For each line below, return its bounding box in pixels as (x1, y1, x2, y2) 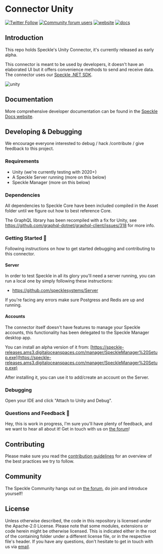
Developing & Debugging (5, 127, 82, 136)
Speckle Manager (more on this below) (12, 179, 91, 185)
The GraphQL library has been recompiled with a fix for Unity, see (5, 217, 137, 223)
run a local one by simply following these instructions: (5, 278, 113, 284)
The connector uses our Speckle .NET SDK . (5, 72, 93, 78)
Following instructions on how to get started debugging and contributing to (5, 246, 155, 252)
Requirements (5, 158, 39, 164)
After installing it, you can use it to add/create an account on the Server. (5, 374, 149, 380)
